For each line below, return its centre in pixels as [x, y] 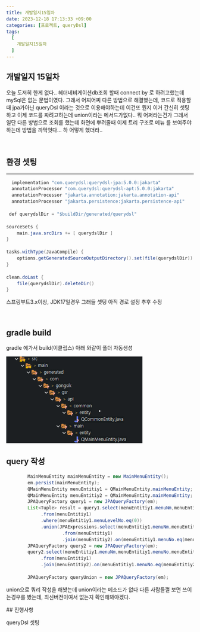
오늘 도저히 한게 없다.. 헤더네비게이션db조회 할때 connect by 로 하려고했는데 [95, 92]
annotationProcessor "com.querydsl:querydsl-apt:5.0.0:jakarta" [93, 189]
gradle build [29, 333]
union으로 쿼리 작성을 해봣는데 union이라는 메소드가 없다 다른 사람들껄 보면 [94, 590]
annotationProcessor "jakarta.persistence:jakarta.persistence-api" [98, 201]
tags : [13, 32]
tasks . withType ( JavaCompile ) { [45, 252]
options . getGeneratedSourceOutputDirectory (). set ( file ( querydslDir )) [105, 258]
